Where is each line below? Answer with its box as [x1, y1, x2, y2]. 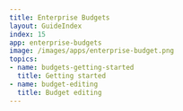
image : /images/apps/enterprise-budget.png [9, 47, 175, 55]
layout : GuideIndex [9, 21, 83, 30]
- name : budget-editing [9, 80, 99, 89]
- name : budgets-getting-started [9, 64, 135, 73]
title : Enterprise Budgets [9, 13, 110, 22]
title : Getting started [17, 72, 106, 81]
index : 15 [9, 30, 47, 38]
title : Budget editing [17, 88, 102, 97]
